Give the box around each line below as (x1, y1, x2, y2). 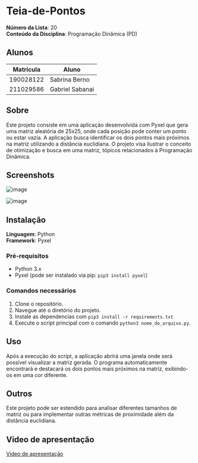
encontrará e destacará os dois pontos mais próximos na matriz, (6, 365, 164, 372)
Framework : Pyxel (6, 237, 52, 244)
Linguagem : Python (6, 231, 55, 238)
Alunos (6, 48, 34, 58)
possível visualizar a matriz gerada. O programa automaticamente (6, 359, 168, 366)
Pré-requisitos (6, 252, 49, 260)
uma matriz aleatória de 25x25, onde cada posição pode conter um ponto (6, 127, 187, 135)
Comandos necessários (6, 286, 76, 295)
